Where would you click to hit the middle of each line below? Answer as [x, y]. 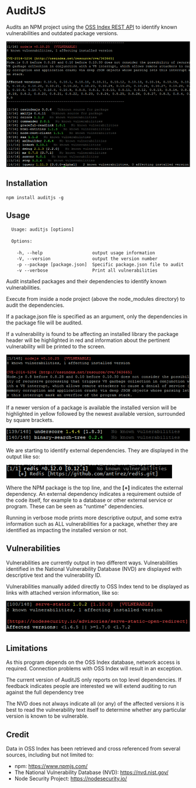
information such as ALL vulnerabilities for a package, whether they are [92, 524]
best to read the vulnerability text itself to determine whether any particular [96, 710]
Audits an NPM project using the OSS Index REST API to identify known [92, 27]
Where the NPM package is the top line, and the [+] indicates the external [94, 488]
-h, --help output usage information [86, 253]
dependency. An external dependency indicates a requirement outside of [94, 494]
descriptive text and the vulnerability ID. [54, 575]
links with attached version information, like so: [63, 592]
